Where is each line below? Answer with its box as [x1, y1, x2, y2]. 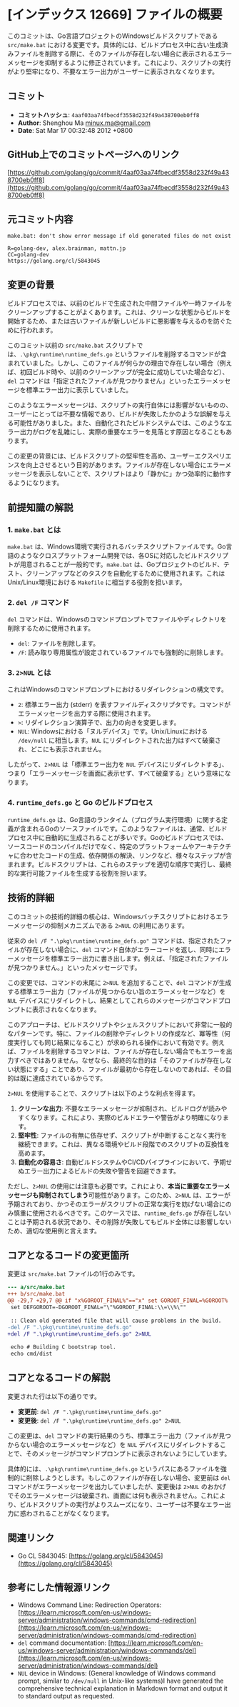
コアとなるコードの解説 [7, 1372, 111, 1384]
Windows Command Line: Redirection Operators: [17, 1601, 162, 1609]
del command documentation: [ [17, 1638, 111, 1647]
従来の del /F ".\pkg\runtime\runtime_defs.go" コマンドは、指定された [7, 936, 220, 945]
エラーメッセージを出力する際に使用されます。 [17, 709, 155, 718]
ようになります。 [13, 479, 63, 487]
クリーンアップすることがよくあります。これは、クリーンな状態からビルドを [7, 308, 231, 316]
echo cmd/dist [10, 1351, 53, 1358]
